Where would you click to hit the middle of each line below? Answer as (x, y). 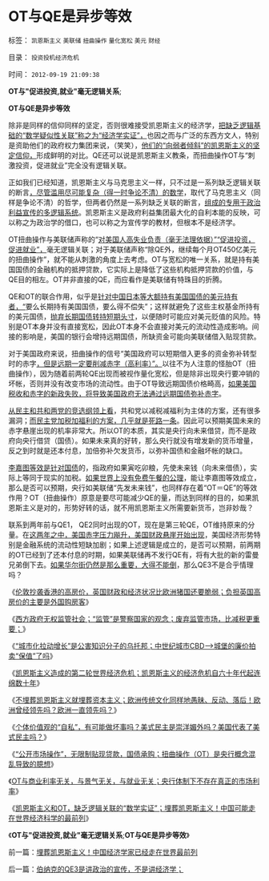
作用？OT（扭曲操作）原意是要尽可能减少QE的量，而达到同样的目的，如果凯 (134, 497)
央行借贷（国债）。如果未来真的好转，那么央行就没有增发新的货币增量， (140, 440)
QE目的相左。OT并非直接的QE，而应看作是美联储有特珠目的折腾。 (117, 279)
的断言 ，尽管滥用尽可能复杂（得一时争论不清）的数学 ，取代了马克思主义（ (131, 192)
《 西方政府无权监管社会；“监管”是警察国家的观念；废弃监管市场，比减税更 (131, 618)
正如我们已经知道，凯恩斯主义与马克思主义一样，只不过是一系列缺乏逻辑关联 (134, 182)
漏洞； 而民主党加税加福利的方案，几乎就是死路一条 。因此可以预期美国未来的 (134, 420)
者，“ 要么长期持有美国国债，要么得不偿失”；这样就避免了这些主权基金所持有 (134, 306)
